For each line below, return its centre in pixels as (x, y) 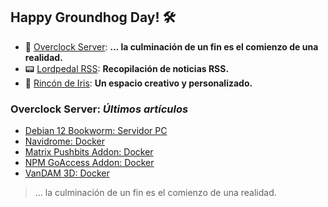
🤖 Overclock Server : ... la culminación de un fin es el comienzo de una (171, 46)
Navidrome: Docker (64, 141)
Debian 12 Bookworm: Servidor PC (96, 131)
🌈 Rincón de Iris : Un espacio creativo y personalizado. (138, 83)
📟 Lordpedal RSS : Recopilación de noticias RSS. (127, 68)
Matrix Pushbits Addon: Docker (89, 152)
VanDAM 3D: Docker (67, 173)
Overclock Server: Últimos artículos (99, 109)
